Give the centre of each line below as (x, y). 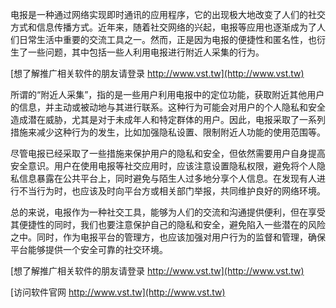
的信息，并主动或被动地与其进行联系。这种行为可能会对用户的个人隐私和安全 (168, 107)
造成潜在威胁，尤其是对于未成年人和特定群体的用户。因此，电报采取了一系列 (168, 119)
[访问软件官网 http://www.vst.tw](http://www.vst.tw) (118, 292)
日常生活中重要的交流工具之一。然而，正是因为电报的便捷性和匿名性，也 (167, 39)
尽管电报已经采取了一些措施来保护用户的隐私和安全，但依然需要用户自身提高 (168, 153)
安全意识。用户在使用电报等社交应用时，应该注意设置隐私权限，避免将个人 (163, 166)
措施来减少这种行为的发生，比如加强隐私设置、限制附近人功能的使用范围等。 (168, 132)
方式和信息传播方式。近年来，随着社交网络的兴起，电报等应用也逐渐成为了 (163, 27)
